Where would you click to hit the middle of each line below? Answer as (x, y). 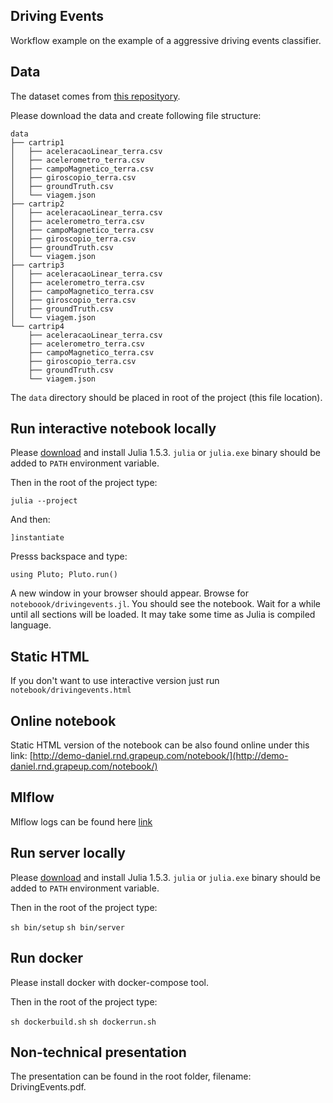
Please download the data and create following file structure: (136, 115)
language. (31, 625)
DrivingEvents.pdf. (48, 1087)
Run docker (47, 958)
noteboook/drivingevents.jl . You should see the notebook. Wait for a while (165, 604)
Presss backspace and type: (69, 556)
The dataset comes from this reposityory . (95, 96)
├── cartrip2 (37, 204)
